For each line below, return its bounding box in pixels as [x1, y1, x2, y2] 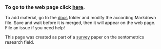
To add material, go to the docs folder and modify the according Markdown [5, 15, 156, 21]
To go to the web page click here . [5, 4, 85, 11]
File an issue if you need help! [5, 25, 65, 31]
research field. [5, 39, 34, 45]
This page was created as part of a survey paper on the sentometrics [5, 34, 144, 40]
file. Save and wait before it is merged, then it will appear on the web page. [5, 20, 156, 25]
